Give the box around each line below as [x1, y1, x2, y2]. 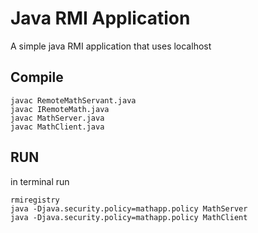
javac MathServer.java [10, 113, 105, 123]
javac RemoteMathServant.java [10, 95, 137, 106]
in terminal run [10, 175, 70, 187]
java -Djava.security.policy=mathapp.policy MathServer [10, 203, 248, 214]
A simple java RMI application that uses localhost [10, 40, 212, 52]
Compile [10, 69, 64, 86]
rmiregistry [10, 195, 60, 205]
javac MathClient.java [10, 122, 105, 132]
